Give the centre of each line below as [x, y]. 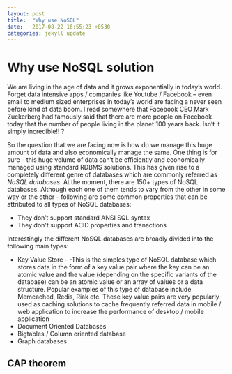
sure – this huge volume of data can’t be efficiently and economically [106, 160]
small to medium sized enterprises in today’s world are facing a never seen [114, 102]
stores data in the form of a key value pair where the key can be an [113, 267]
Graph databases [42, 341]
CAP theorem [37, 363]
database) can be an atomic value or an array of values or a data [110, 282]
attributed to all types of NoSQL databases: [69, 204]
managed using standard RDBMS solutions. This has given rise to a [103, 167]
